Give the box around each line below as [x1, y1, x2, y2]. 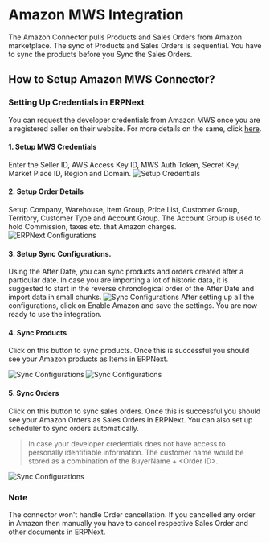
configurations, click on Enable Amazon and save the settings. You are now [8, 301, 258, 311]
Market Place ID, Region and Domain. [8, 168, 132, 178]
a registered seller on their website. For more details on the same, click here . [8, 123, 262, 134]
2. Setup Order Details [8, 187, 84, 196]
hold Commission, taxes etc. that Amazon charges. [8, 222, 177, 232]
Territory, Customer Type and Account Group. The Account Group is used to [8, 213, 261, 223]
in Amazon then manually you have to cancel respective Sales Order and [8, 518, 249, 528]
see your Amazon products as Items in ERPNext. [8, 354, 169, 364]
